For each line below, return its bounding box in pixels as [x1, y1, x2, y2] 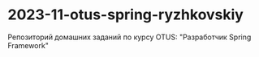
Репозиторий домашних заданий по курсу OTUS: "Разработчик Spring [7, 32, 252, 42]
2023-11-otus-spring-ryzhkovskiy [7, 6, 244, 24]
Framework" [7, 40, 50, 50]
